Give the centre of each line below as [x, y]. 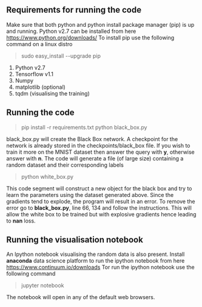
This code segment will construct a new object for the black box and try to [99, 188]
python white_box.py [47, 176]
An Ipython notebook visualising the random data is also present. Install [96, 254]
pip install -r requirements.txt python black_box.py [84, 127]
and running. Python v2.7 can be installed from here [71, 31]
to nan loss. [21, 221]
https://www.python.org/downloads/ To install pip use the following [90, 37]
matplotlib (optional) [40, 87]
